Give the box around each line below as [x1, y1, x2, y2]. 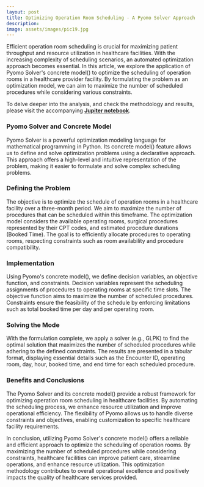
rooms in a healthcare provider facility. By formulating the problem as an [6, 75, 188, 83]
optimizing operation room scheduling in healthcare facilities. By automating [6, 396, 198, 404]
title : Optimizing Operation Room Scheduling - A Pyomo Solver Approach [6, 15, 195, 21]
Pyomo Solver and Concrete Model [6, 122, 112, 131]
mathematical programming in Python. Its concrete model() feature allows [6, 142, 192, 150]
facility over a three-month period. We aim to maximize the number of [6, 204, 182, 212]
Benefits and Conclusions [6, 376, 84, 385]
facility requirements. [6, 423, 60, 430]
